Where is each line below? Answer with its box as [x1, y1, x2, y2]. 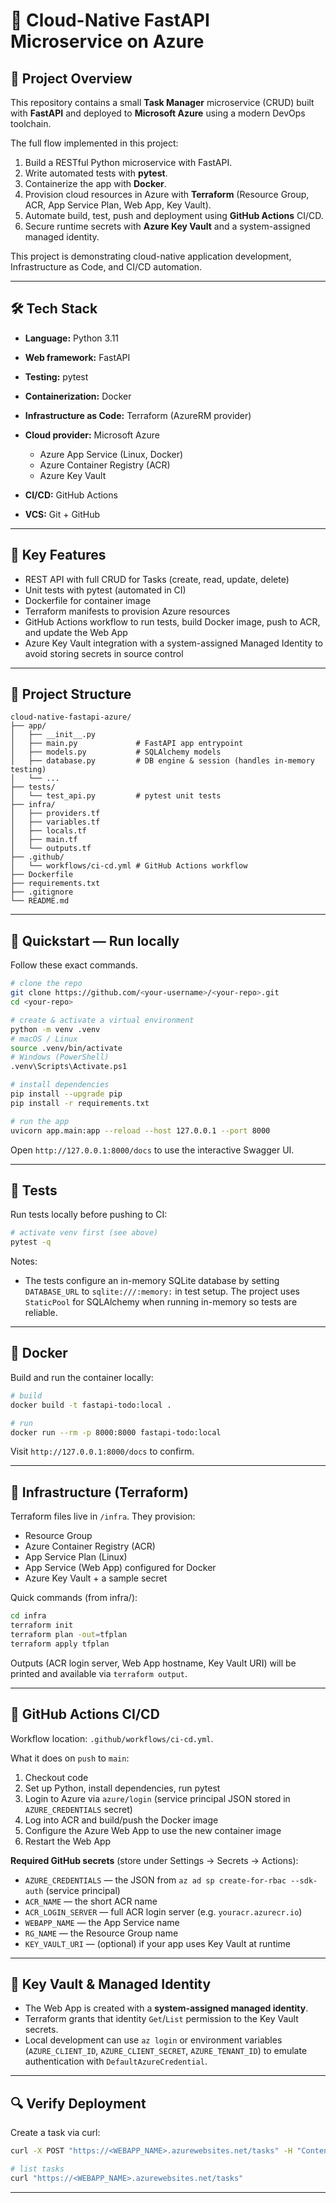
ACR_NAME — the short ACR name [24, 1895, 158, 1907]
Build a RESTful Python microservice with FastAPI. [24, 157, 233, 168]
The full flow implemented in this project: [10, 137, 179, 149]
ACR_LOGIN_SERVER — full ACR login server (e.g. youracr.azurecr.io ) [24, 1905, 303, 1918]
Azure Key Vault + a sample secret [24, 1572, 168, 1584]
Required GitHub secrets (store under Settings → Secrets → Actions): [10, 1854, 299, 1866]
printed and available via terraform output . [10, 1667, 188, 1679]
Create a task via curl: [10, 2127, 101, 2139]
